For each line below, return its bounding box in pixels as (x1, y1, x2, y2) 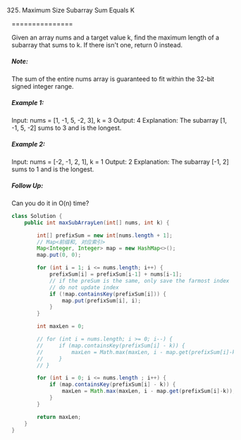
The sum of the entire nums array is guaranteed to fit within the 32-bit (11, 74, 214, 83)
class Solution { (11, 212, 63, 219)
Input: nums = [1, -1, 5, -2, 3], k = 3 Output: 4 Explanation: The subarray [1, (11, 116, 228, 124)
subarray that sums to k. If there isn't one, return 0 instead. (11, 41, 183, 49)
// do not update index (49, 283, 119, 291)
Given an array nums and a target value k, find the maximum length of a (11, 33, 220, 42)
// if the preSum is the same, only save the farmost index (49, 277, 230, 284)
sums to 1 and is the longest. (11, 165, 94, 173)
